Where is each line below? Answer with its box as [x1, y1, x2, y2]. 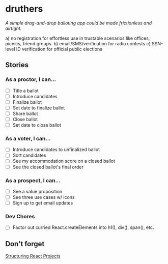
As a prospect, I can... [5, 177, 61, 184]
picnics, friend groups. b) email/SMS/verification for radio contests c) [5, 40, 151, 46]
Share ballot [12, 110, 38, 116]
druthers [5, 3, 43, 15]
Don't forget [5, 240, 45, 248]
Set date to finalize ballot [12, 105, 65, 111]
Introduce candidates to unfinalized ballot [12, 146, 100, 153]
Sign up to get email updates [12, 200, 73, 206]
